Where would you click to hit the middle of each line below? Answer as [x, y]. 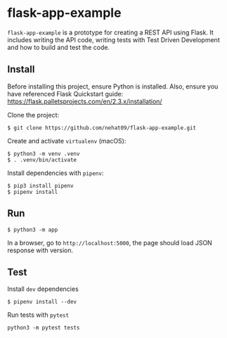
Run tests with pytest [38, 315]
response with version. [40, 250]
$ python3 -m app [33, 230]
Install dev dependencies [43, 289]
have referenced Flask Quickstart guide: [65, 93]
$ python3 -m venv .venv [44, 154]
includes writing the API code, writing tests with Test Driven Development [113, 39]
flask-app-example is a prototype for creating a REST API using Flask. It [111, 32]
